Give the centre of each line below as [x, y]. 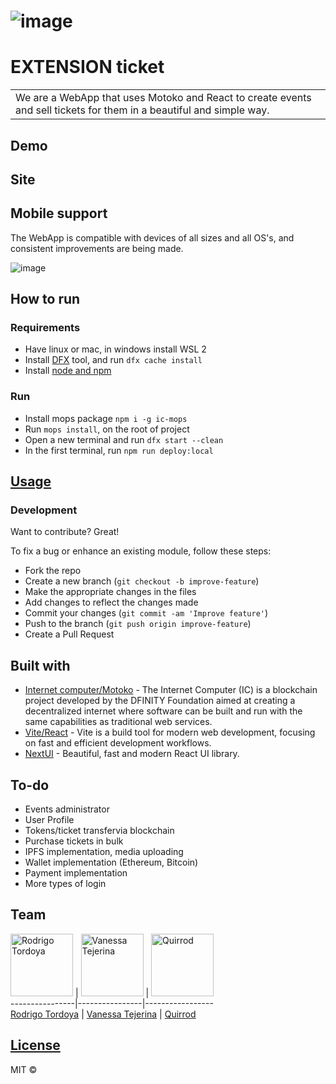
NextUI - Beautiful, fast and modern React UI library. [132, 754]
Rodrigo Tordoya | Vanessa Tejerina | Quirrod [103, 1014]
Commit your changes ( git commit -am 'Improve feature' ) [146, 613]
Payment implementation [76, 873]
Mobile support [59, 213]
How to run [45, 299]
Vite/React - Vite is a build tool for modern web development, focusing [170, 732]
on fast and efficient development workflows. [118, 743]
